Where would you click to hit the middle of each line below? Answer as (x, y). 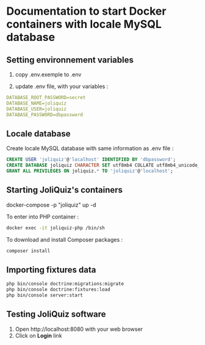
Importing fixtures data (51, 269)
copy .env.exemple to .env (48, 74)
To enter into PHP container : (43, 217)
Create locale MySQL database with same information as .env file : (90, 149)
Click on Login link (38, 335)
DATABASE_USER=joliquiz (37, 109)
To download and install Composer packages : (65, 239)
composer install (28, 251)
